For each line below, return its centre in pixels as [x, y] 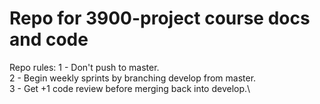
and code [49, 39]
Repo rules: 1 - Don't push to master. [84, 67]
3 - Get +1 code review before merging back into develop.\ [130, 88]
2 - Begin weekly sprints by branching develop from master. [133, 78]
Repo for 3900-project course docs [160, 18]
